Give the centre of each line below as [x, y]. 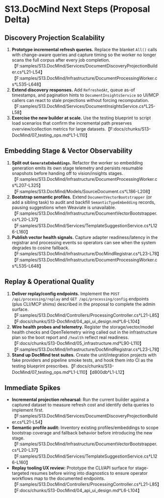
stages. [116, 173]
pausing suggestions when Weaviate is [51, 207]
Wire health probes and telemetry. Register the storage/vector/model [83, 327]
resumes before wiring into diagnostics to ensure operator [89, 473]
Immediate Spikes [33, 388]
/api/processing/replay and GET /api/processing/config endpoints [80, 299]
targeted [20, 473]
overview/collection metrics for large [49, 129]
